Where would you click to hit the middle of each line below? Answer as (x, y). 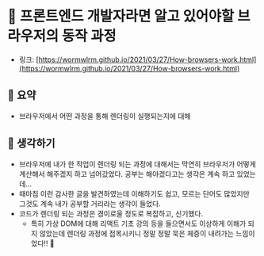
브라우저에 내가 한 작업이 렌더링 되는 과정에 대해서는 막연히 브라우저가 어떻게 (138, 164)
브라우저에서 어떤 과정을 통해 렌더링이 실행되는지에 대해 (105, 116)
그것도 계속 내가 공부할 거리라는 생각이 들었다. (90, 204)
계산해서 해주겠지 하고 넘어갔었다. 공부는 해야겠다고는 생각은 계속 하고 (127, 174)
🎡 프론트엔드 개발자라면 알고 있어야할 (121, 16)
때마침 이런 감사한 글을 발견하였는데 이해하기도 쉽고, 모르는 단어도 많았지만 (134, 193)
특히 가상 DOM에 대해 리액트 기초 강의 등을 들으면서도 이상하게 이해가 (138, 224)
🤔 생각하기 (32, 143)
